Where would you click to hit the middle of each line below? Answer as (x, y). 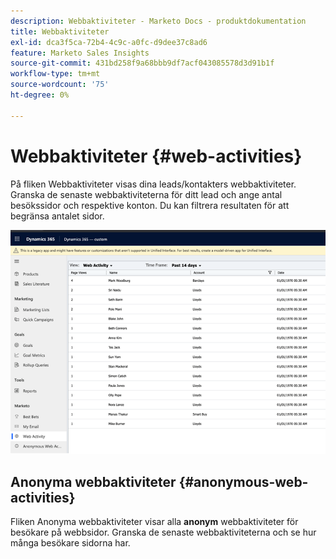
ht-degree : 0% (40, 95)
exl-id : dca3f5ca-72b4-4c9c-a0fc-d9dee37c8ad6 (109, 42)
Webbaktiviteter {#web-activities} (156, 156)
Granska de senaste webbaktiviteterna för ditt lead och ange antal (146, 194)
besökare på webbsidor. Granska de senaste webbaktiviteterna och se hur (163, 532)
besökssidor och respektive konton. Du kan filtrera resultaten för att (150, 205)
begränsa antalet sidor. (57, 216)
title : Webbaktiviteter (60, 31)
